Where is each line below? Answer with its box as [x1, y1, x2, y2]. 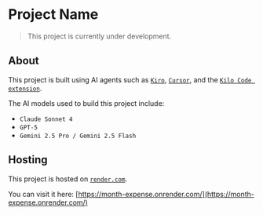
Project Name [8, 5, 99, 24]
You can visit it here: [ [8, 189, 79, 199]
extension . [8, 83, 42, 93]
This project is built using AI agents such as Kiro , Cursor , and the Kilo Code [8, 75, 252, 84]
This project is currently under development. [27, 31, 172, 41]
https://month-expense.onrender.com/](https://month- [78, 189, 255, 199]
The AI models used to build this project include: [8, 98, 165, 107]
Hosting [8, 153, 49, 166]
